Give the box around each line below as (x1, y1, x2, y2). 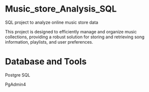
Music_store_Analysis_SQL (5, 3, 117, 15)
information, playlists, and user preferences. (5, 39, 94, 45)
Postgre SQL (5, 72, 31, 78)
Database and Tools (5, 56, 87, 67)
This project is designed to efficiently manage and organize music (5, 29, 137, 34)
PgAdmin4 (5, 81, 26, 87)
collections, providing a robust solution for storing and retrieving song (5, 34, 145, 40)
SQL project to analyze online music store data (5, 19, 99, 25)
